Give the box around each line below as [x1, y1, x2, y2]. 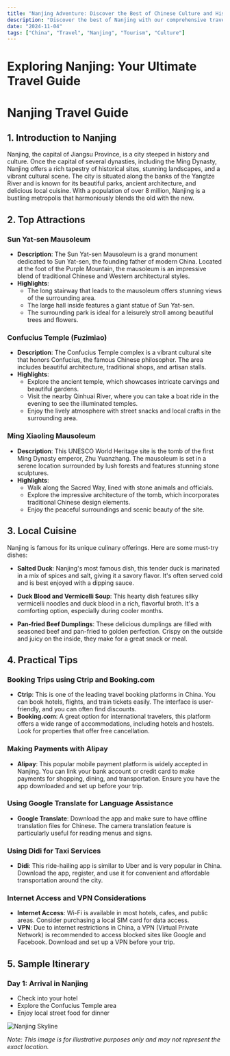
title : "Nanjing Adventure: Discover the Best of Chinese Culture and [7, 10, 213, 17]
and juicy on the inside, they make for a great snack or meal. [16, 634, 188, 643]
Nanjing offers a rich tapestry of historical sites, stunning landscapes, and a [7, 165, 220, 173]
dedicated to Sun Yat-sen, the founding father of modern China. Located [16, 257, 222, 266]
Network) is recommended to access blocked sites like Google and [16, 931, 207, 939]
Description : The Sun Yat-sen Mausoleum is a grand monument [16, 250, 198, 258]
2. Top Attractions [7, 214, 86, 225]
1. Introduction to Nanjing [7, 132, 117, 144]
